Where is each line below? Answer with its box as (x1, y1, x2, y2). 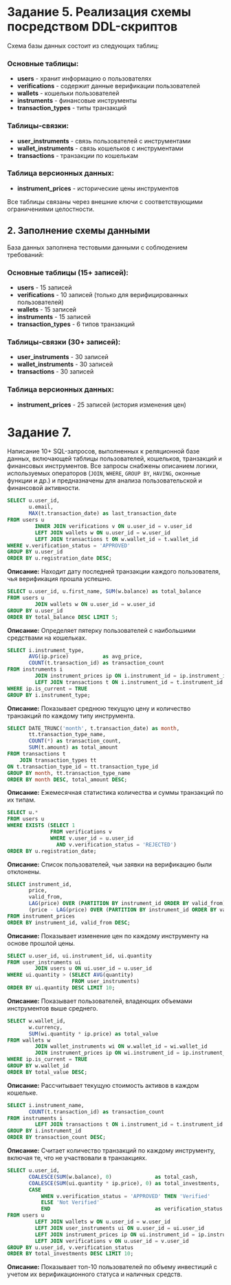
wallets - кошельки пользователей (16, 89, 120, 97)
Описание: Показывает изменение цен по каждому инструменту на (7, 931, 209, 940)
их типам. (7, 796, 36, 804)
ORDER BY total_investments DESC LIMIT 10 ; (7, 1251, 134, 1257)
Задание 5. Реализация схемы (7, 4, 191, 20)
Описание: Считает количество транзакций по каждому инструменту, (7, 1146, 215, 1155)
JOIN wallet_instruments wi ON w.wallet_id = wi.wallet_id (34, 1043, 208, 1050)
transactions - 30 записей (16, 367, 94, 376)
